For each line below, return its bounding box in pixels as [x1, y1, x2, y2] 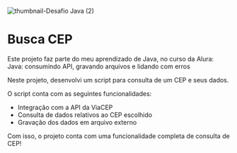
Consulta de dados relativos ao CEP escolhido [17, 110, 153, 119]
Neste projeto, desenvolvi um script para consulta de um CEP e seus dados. [7, 75, 229, 84]
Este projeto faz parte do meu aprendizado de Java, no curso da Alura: [7, 54, 214, 63]
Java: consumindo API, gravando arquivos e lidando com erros [7, 62, 191, 71]
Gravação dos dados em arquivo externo [17, 118, 137, 126]
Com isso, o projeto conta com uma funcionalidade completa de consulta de [7, 131, 230, 140]
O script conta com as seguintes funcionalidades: [7, 89, 152, 98]
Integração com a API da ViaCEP [17, 103, 113, 111]
